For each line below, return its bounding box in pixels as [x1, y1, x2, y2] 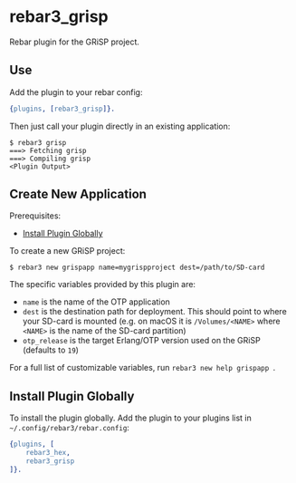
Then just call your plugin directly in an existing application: [9, 121, 231, 131]
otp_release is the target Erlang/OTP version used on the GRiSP [22, 335, 261, 346]
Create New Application [9, 187, 148, 202]
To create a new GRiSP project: [9, 246, 126, 256]
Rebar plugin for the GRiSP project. [9, 36, 140, 47]
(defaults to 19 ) [22, 344, 80, 355]
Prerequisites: [9, 210, 62, 221]
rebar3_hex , [25, 449, 71, 458]
